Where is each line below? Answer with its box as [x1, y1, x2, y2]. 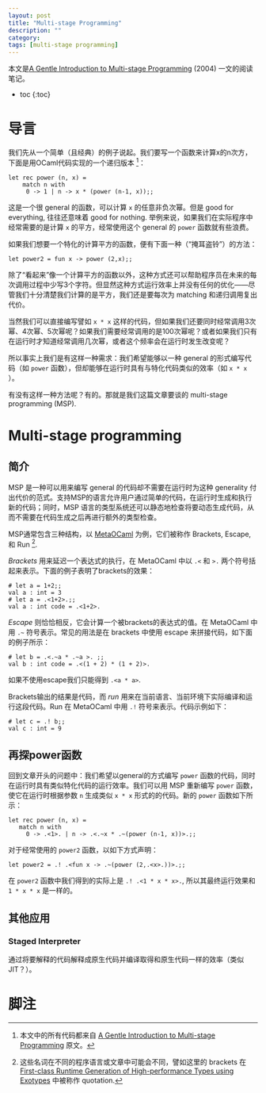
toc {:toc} [19, 90, 51, 99]
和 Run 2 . [8, 538, 38, 549]
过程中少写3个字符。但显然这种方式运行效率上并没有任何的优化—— [28, 279, 249, 290]
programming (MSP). [8, 398, 77, 408]
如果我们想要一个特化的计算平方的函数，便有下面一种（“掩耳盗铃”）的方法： [8, 239, 257, 248]
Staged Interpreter [8, 935, 82, 946]
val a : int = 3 [8, 589, 62, 597]
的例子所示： [8, 638, 50, 647]
